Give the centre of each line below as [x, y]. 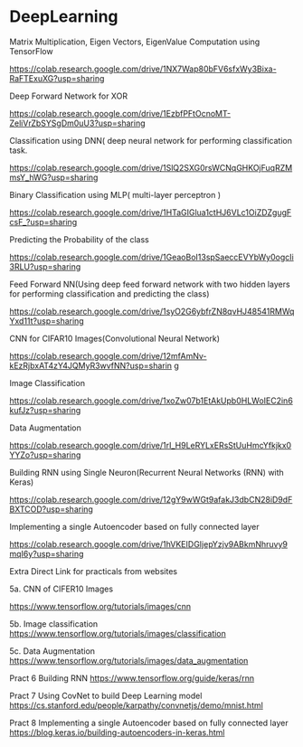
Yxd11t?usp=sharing [47, 321]
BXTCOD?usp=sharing [51, 509]
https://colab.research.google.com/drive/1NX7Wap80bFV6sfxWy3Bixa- [143, 69]
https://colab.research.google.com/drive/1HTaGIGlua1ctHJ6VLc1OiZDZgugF [151, 212]
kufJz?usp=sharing [45, 410]
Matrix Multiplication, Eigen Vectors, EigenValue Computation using [135, 42]
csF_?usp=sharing [43, 222]
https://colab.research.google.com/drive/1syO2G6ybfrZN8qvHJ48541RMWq [152, 311]
